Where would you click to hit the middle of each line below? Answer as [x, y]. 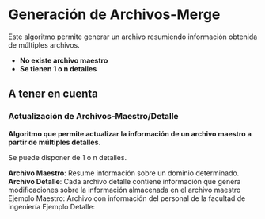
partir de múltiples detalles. [55, 142]
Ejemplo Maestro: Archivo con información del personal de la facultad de [127, 198]
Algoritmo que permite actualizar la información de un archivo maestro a [130, 133]
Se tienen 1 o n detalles [58, 68]
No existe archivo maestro [64, 60]
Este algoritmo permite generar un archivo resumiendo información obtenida [133, 36]
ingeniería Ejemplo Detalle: [52, 206]
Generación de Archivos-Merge [114, 15]
